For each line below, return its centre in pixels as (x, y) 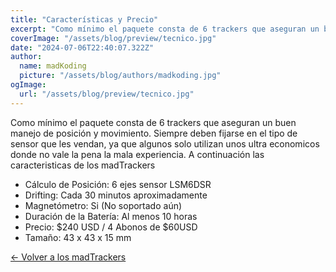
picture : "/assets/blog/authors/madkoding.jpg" (120, 76)
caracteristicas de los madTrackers (83, 165)
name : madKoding (53, 66)
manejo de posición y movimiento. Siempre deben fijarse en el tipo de (154, 133)
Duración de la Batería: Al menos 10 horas (111, 216)
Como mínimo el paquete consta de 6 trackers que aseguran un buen (153, 122)
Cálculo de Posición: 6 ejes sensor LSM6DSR (118, 184)
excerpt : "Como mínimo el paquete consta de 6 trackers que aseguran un (165, 29)
